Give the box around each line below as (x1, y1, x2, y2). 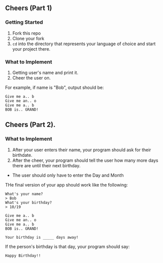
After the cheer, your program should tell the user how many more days (12, 157, 159, 163)
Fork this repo (12, 30, 41, 36)
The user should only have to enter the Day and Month (12, 172, 124, 178)
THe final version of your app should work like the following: (5, 182, 128, 188)
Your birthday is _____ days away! (5, 235, 79, 240)
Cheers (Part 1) (5, 4, 52, 12)
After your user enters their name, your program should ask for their (12, 146, 151, 153)
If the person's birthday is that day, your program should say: (5, 243, 130, 250)
